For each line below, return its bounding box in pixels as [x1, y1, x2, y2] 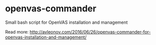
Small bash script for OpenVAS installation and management [5, 19, 128, 25]
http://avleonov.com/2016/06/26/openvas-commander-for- [29, 29, 151, 35]
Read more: [5, 29, 29, 35]
